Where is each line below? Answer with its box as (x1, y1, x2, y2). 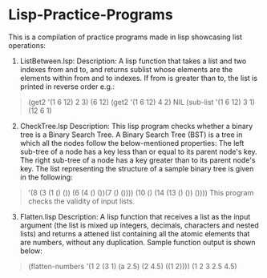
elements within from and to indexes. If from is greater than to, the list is (19, 73, 258, 83)
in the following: (19, 172, 74, 182)
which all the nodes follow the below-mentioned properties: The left (19, 138, 245, 147)
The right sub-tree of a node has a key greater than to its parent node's (19, 155, 256, 165)
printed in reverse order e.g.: (19, 82, 115, 91)
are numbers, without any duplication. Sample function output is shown (19, 237, 256, 247)
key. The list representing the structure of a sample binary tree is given (19, 163, 254, 173)
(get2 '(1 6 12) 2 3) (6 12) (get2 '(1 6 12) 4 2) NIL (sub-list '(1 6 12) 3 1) (27, 97, 255, 107)
